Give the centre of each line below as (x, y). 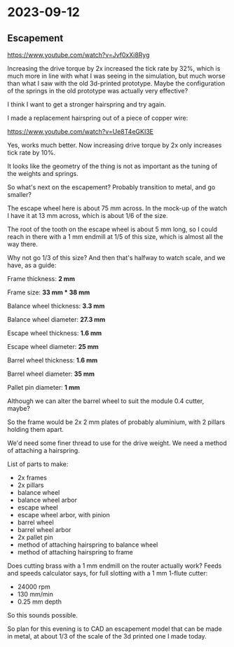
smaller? (19, 195)
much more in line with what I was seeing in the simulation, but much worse (116, 76)
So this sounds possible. (43, 615)
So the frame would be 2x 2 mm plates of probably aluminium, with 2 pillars (116, 422)
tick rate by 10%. (32, 152)
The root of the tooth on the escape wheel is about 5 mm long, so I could (112, 229)
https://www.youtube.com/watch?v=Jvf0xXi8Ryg (78, 55)
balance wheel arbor (47, 500)
